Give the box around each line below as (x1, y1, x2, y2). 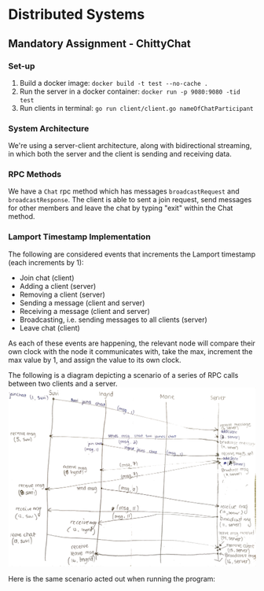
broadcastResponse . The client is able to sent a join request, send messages (8, 195, 252, 205)
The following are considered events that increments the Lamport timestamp (8, 249, 256, 259)
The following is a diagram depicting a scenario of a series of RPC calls (8, 370, 239, 379)
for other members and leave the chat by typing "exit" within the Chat (8, 203, 233, 213)
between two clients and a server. (8, 379, 118, 388)
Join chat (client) (19, 273, 75, 283)
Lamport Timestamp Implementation (8, 231, 151, 242)
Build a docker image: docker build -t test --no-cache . (19, 78, 208, 87)
